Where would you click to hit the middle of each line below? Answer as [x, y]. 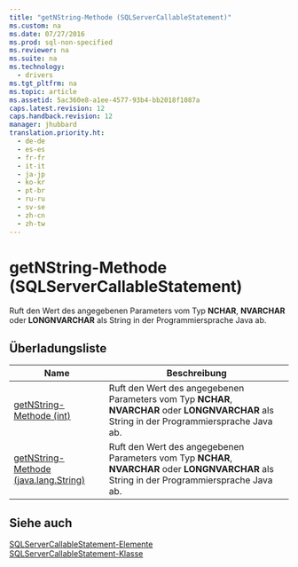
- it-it [31, 166]
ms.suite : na [33, 59]
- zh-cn [31, 215]
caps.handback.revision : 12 [61, 116]
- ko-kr [31, 183]
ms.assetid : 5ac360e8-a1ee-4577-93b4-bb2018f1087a [105, 100]
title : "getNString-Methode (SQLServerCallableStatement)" [121, 17]
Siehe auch [41, 523]
